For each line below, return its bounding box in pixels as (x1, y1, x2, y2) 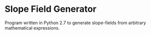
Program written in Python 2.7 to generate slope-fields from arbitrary (4, 20, 147, 26)
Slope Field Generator (4, 3, 97, 15)
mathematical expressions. (4, 25, 60, 31)
